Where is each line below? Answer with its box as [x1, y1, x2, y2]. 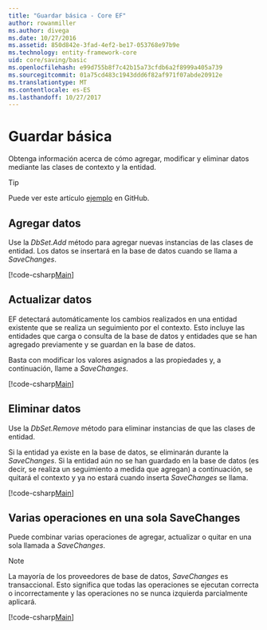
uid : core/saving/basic [8, 57, 88, 65]
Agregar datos [8, 216, 81, 230]
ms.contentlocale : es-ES [8, 85, 91, 94]
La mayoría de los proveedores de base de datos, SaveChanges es [8, 572, 229, 581]
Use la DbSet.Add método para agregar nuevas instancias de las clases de [8, 238, 253, 247]
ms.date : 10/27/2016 [8, 33, 77, 42]
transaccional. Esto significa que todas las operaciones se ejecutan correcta [8, 580, 259, 590]
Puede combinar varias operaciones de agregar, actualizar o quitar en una [8, 532, 252, 542]
